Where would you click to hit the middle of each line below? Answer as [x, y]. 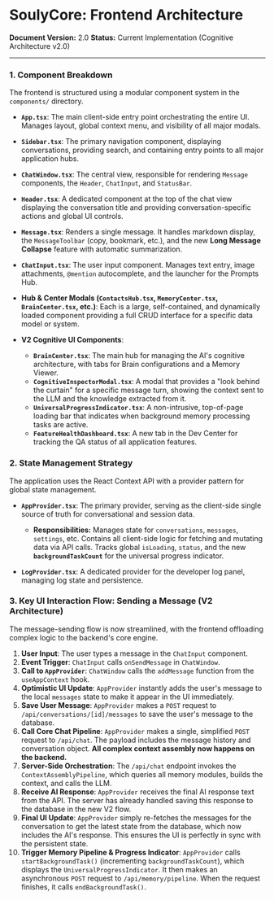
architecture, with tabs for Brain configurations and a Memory [137, 365]
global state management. [53, 489]
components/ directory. [46, 101]
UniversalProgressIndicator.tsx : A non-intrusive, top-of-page [138, 408]
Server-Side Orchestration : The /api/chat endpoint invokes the [128, 766]
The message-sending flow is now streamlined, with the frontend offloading [136, 629]
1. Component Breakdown [61, 75]
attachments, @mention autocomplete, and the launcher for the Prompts [140, 273]
